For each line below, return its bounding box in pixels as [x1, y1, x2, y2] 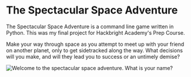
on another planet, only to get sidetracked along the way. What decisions [6, 46, 183, 53]
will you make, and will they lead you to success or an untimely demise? [6, 53, 180, 60]
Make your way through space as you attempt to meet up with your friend [6, 41, 185, 48]
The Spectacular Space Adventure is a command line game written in [6, 23, 174, 30]
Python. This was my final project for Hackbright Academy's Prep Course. [6, 29, 185, 36]
